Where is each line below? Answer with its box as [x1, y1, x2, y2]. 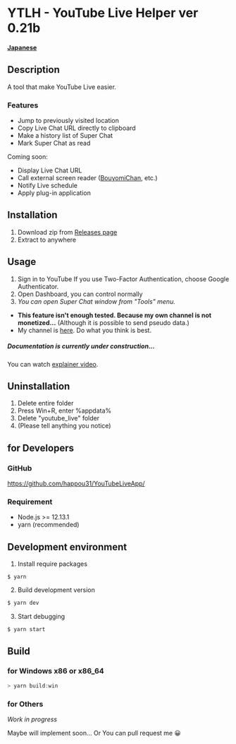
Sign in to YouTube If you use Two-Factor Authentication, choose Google [17, 274, 230, 283]
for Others [7, 699, 44, 709]
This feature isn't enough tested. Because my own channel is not [17, 311, 212, 319]
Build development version [17, 586, 95, 594]
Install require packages [17, 560, 88, 568]
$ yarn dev [7, 599, 39, 607]
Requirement [7, 497, 53, 507]
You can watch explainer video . [7, 360, 99, 368]
